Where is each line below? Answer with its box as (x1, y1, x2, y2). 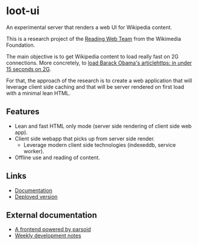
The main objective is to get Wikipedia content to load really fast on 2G (6, 53, 179, 60)
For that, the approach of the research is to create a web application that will (6, 77, 192, 84)
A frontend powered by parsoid (14, 226, 92, 233)
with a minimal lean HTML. (6, 89, 71, 96)
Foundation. (6, 41, 35, 49)
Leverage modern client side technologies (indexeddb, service (23, 141, 176, 149)
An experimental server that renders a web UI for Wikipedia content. (6, 24, 173, 31)
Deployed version (14, 193, 58, 200)
